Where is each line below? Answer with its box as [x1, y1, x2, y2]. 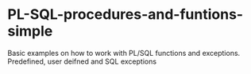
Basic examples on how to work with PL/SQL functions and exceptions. [7, 48, 241, 57]
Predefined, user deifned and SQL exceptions [7, 57, 156, 66]
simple [7, 22, 53, 40]
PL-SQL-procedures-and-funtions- [7, 6, 244, 24]
